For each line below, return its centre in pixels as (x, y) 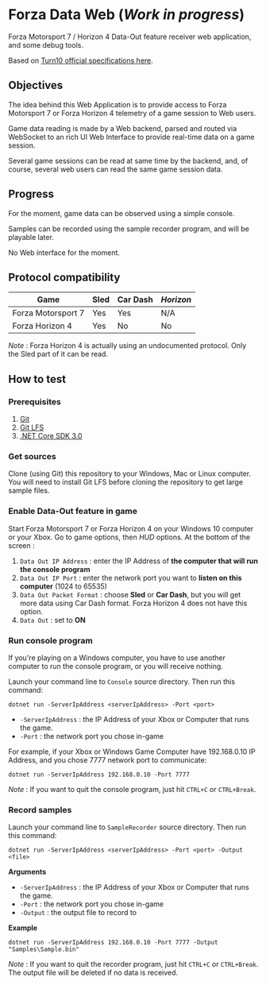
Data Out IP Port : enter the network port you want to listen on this (131, 577)
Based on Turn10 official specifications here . (81, 60)
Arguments (27, 872)
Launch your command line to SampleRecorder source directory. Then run (127, 827)
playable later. (31, 237)
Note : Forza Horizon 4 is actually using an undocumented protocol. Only (127, 346)
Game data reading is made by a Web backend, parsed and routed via (123, 128)
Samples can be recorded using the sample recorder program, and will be (129, 229)
